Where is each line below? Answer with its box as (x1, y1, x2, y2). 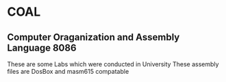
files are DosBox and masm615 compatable (7, 68, 129, 75)
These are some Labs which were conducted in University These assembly (7, 60, 219, 68)
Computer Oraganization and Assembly (7, 31, 180, 43)
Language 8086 (7, 42, 77, 53)
